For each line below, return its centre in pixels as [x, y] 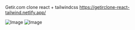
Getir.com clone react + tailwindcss [42, 7]
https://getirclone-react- [105, 7]
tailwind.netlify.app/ [26, 12]
